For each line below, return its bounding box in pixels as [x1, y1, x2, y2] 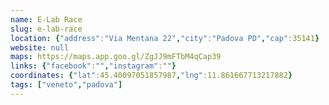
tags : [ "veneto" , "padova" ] [10, 80, 123, 90]
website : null [10, 42, 70, 53]
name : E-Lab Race [10, 14, 83, 25]
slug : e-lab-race [10, 24, 83, 34]
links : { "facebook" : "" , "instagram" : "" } [10, 61, 177, 71]
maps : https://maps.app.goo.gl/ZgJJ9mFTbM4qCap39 [10, 52, 222, 62]
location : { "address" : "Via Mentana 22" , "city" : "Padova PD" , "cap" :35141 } [10, 33, 320, 43]
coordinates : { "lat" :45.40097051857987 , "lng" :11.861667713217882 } [10, 71, 293, 81]
